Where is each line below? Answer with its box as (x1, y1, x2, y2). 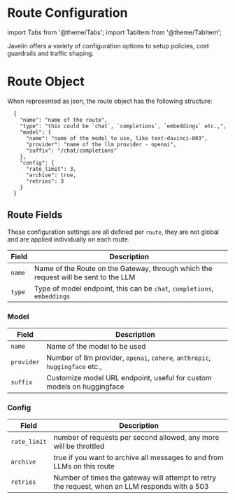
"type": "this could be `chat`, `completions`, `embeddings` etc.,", (20, 123, 227, 130)
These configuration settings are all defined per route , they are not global (7, 228, 219, 236)
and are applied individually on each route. (7, 235, 130, 243)
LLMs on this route (53, 461, 115, 471)
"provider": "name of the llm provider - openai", (25, 141, 177, 148)
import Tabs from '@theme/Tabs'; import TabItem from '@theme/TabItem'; (7, 28, 222, 36)
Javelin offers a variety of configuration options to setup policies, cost (7, 41, 210, 50)
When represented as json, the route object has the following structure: (7, 97, 213, 105)
